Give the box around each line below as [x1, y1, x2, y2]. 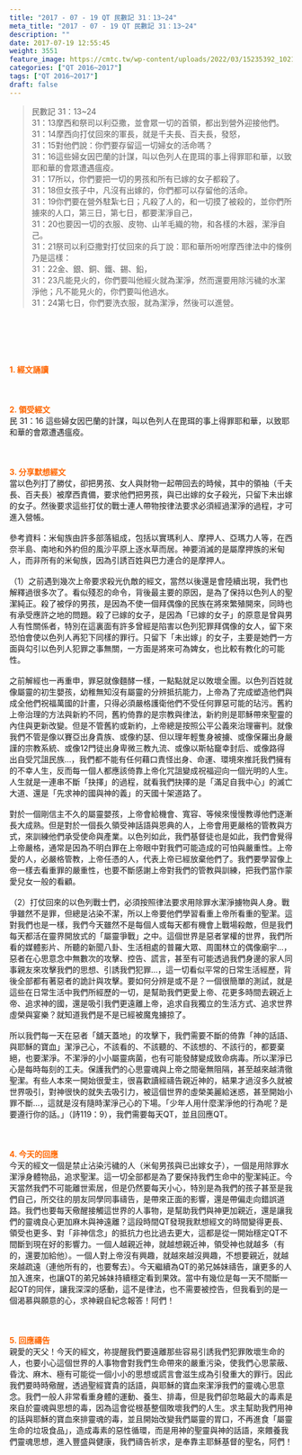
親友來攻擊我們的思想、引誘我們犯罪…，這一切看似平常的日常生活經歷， [16, 964, 285, 974]
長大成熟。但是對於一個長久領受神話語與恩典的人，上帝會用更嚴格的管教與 [9, 820, 285, 831]
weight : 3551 [9, 47, 58, 56]
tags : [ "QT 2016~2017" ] [9, 72, 99, 81]
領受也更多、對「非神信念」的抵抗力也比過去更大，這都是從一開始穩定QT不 [9, 1227, 289, 1238]
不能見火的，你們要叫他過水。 [62, 285, 173, 297]
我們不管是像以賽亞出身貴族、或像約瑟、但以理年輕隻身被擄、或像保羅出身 [9, 731, 285, 742]
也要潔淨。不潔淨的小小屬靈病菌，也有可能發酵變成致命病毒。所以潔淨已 [24, 1052, 293, 1063]
